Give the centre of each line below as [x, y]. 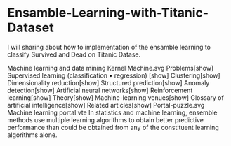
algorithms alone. [32, 135]
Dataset [31, 28]
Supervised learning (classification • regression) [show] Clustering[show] [114, 75]
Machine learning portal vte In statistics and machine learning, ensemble [112, 112]
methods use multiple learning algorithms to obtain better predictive [105, 119]
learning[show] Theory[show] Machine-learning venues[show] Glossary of [116, 97]
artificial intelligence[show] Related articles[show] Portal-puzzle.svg [106, 105]
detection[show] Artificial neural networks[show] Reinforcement [100, 90]
